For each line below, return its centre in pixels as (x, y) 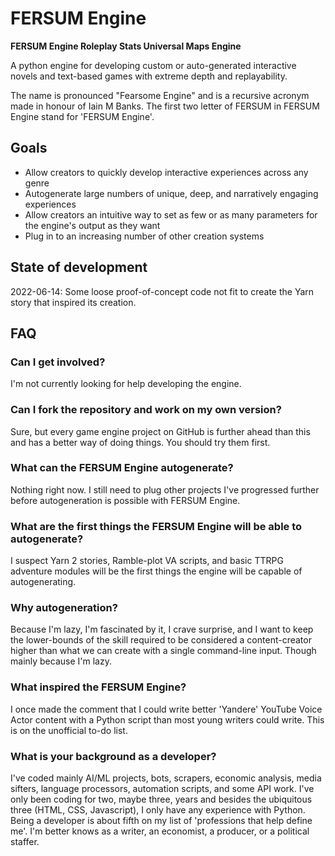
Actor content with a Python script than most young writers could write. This (167, 719)
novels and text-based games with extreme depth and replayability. (149, 76)
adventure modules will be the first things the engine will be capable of (156, 571)
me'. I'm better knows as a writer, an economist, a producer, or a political (160, 831)
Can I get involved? (58, 362)
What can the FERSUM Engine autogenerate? (122, 468)
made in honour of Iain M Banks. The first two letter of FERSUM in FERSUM (165, 106)
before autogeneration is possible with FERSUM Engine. (125, 500)
